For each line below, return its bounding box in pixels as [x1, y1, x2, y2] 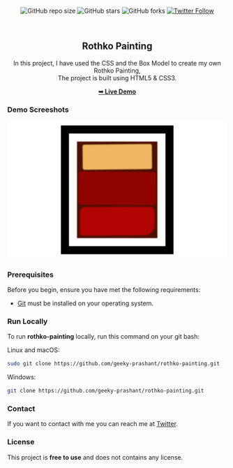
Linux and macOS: [7, 346, 60, 354]
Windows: [7, 373, 36, 381]
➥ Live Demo [98, 87, 137, 96]
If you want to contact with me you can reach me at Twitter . [7, 420, 178, 428]
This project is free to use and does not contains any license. [7, 453, 183, 461]
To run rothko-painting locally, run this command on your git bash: [7, 332, 200, 341]
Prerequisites [7, 270, 54, 279]
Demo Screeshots [7, 105, 69, 115]
